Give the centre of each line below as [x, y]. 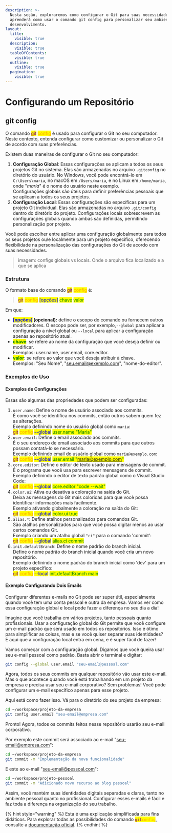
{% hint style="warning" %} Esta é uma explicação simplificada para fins [82, 814]
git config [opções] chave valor [51, 300]
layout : [14, 29]
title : [17, 34]
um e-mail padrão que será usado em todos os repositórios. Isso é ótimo [82, 628]
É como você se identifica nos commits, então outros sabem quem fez [87, 416]
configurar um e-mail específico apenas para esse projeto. [67, 690]
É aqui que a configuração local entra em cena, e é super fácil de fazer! [81, 639]
